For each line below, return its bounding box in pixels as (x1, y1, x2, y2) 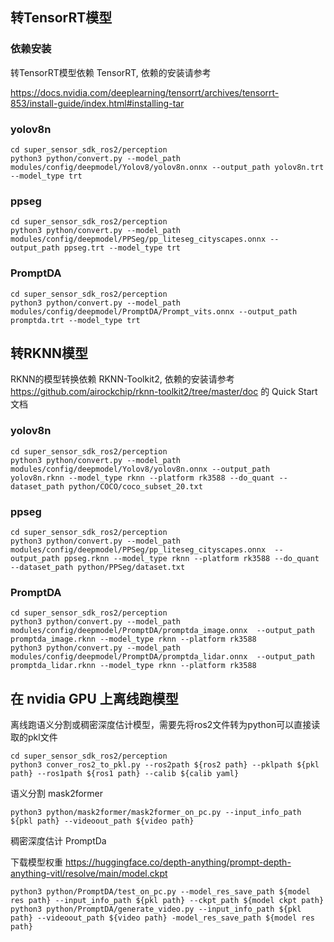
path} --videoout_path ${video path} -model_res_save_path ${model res (10, 913, 315, 923)
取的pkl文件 (10, 731, 58, 743)
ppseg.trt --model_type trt (63, 243, 182, 253)
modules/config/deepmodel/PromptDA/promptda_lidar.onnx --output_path (10, 652, 315, 662)
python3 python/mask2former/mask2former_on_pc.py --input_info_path (10, 808, 302, 818)
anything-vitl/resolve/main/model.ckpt (10, 868, 168, 880)
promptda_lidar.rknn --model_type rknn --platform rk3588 (10, 661, 257, 671)
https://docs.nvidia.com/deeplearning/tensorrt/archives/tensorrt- (10, 86, 280, 98)
